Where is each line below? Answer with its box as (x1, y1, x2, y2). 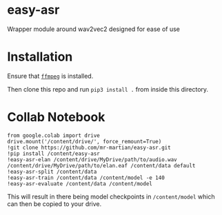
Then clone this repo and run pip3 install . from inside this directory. (7, 85, 209, 93)
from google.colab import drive (7, 132, 100, 139)
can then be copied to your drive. (7, 199, 102, 208)
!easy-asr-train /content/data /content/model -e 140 (7, 174, 165, 181)
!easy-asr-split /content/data (7, 168, 97, 175)
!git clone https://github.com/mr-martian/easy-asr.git (7, 144, 171, 151)
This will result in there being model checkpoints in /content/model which (7, 192, 215, 201)
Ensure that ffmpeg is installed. (7, 72, 94, 80)
